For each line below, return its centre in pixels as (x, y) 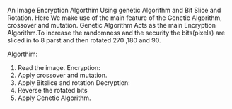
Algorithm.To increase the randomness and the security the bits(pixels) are (116, 33)
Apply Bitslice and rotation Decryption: (74, 83)
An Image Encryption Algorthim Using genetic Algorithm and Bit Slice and (114, 10)
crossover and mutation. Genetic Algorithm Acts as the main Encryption (111, 25)
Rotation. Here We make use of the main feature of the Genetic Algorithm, (115, 18)
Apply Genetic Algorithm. (54, 98)
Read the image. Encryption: (59, 68)
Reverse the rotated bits (52, 90)
